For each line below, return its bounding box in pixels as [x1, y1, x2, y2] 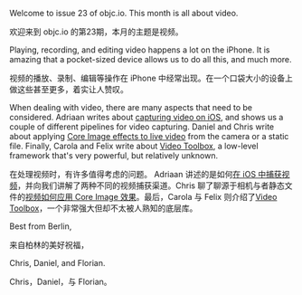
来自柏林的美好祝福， [9, 240, 89, 250]
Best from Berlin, [9, 221, 72, 232]
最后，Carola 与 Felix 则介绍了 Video [144, 192, 278, 202]
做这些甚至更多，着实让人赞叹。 [9, 84, 128, 94]
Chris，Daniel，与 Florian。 [9, 276, 112, 287]
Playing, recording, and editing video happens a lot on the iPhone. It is [9, 44, 270, 55]
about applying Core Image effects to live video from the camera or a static [9, 131, 289, 141]
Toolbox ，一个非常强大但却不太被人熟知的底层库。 [9, 203, 198, 214]
